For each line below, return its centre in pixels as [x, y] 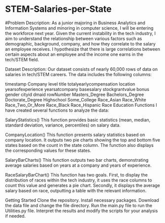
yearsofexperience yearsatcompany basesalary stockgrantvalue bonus [77, 89]
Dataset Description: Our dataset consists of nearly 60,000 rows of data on [81, 69]
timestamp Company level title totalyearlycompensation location [70, 84]
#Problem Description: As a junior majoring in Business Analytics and [75, 23]
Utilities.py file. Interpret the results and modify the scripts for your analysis [82, 211]
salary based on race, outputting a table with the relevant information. [76, 190]
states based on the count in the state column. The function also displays [79, 145]
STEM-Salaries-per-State [58, 9]
